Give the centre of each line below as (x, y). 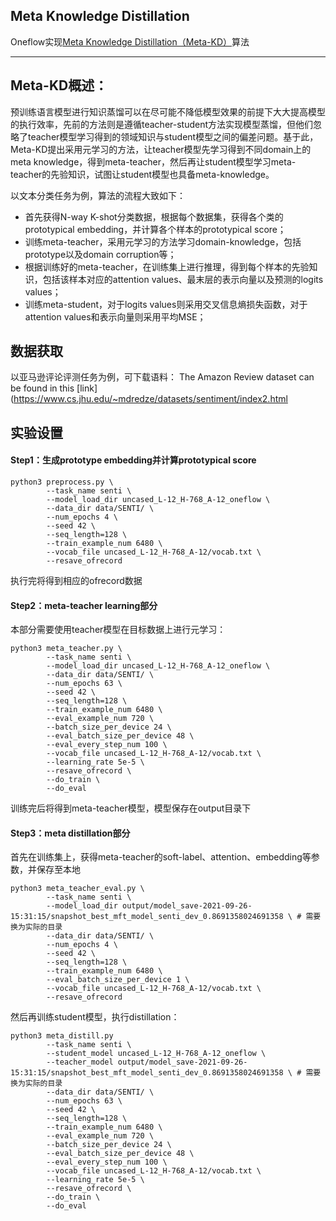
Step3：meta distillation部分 (70, 833)
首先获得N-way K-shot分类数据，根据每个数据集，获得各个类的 (154, 216)
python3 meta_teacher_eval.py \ (77, 889)
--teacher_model (80, 1062)
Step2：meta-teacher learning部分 (84, 605)
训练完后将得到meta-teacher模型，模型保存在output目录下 (131, 808)
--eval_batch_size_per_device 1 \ (118, 980)
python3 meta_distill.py (62, 1036)
